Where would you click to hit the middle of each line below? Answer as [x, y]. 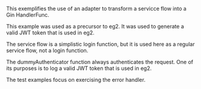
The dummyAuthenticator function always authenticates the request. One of [100, 62]
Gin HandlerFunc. [28, 15]
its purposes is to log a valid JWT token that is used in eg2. [79, 68]
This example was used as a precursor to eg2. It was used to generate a [95, 26]
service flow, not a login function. [47, 50]
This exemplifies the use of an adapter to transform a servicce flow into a [96, 9]
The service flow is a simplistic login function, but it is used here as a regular [100, 44]
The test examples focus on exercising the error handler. [76, 80]
